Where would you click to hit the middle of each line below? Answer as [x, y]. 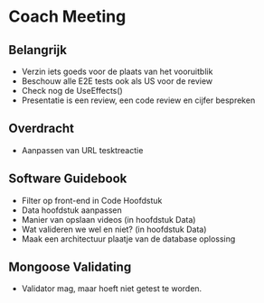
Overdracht [41, 129]
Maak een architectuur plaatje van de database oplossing [128, 239]
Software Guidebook [68, 179]
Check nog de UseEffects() [72, 91]
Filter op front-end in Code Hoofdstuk [92, 200]
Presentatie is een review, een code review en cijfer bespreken [138, 100]
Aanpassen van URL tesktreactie [82, 150]
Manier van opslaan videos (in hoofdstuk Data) [108, 219]
